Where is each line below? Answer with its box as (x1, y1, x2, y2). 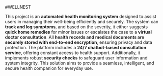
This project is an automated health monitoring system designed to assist (5, 14, 157, 19)
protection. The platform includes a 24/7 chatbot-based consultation (5, 45, 146, 50)
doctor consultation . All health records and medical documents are (5, 34, 145, 40)
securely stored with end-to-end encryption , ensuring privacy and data (5, 39, 152, 45)
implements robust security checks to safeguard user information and (5, 55, 148, 60)
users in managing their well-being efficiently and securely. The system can (5, 19, 159, 24)
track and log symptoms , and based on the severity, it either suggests (5, 24, 148, 30)
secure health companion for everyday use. (5, 65, 93, 71)
